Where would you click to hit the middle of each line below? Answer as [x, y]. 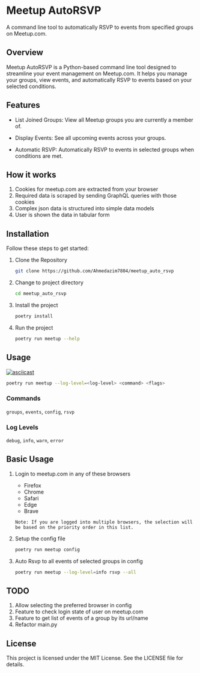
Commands [23, 398]
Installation [28, 233]
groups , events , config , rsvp [41, 412]
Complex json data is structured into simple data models [84, 208]
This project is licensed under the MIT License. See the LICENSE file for [95, 658]
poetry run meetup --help [47, 339]
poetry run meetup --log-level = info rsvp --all [75, 572]
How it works [31, 174]
